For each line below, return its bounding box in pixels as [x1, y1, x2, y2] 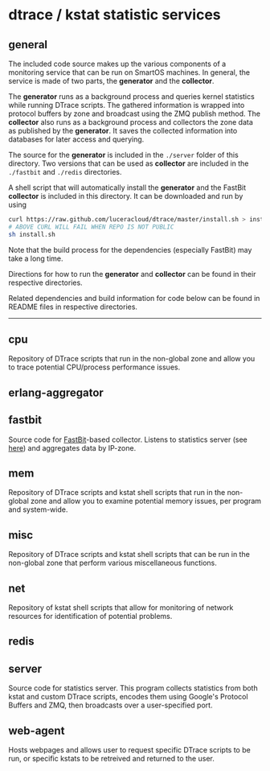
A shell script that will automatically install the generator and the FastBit [8, 183, 247, 192]
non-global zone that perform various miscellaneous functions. [8, 558, 217, 568]
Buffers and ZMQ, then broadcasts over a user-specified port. [8, 700, 213, 710]
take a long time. [8, 254, 63, 263]
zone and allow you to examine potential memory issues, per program [31, 497, 262, 506]
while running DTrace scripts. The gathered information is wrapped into [8, 101, 245, 109]
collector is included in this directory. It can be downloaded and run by [8, 192, 243, 200]
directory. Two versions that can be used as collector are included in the [8, 159, 249, 168]
